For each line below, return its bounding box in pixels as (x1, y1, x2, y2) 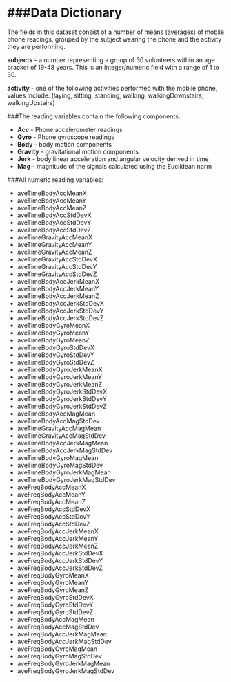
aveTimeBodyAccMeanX (17, 189, 88, 197)
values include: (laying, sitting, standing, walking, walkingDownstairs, (7, 91, 204, 100)
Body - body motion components (17, 140, 112, 148)
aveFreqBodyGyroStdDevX (17, 593, 94, 601)
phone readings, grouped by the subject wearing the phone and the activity (7, 35, 222, 43)
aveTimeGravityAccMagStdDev (17, 431, 106, 440)
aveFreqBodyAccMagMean (17, 615, 94, 623)
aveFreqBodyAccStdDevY (17, 512, 91, 520)
